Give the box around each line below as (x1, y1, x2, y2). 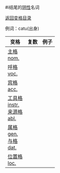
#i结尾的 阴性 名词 (5, 4, 40, 10)
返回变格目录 (5, 15, 31, 21)
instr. (7, 101, 20, 108)
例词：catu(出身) (5, 25, 40, 31)
